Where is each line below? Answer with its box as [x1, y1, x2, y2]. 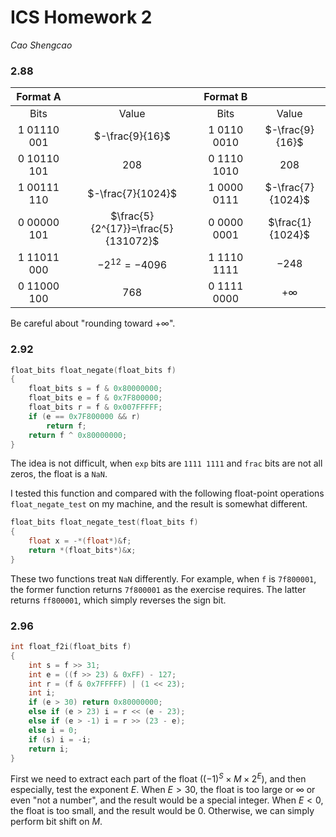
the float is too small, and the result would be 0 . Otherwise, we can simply [10, 805, 315, 817]
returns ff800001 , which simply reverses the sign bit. [10, 594, 227, 606]
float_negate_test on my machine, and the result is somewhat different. [10, 498, 308, 510]
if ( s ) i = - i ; [28, 734, 92, 745]
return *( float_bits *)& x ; [28, 546, 137, 556]
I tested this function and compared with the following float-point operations [10, 487, 325, 500]
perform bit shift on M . [10, 816, 103, 828]
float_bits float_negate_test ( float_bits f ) [10, 517, 199, 528]
